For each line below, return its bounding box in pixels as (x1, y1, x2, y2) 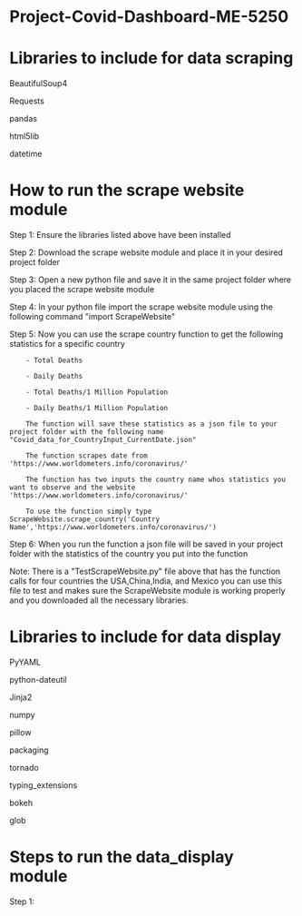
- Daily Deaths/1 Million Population (25, 404, 169, 413)
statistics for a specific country (9, 339, 125, 350)
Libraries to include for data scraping (9, 48, 294, 69)
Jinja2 (9, 692, 33, 703)
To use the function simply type (25, 507, 152, 517)
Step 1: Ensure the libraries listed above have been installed (9, 230, 231, 241)
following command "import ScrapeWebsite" (9, 311, 176, 322)
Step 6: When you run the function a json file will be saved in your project (9, 538, 284, 550)
